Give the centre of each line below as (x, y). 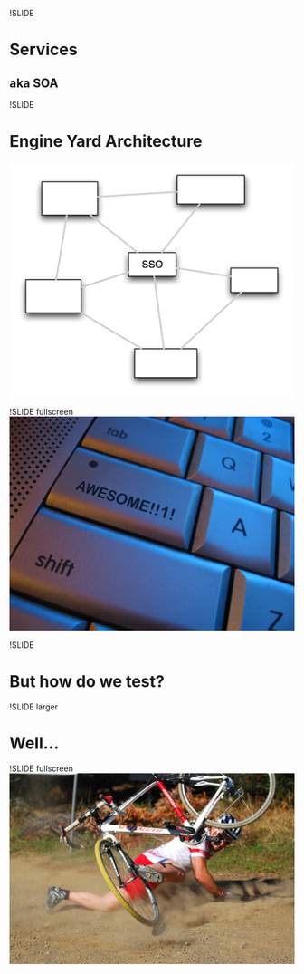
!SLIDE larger (34, 707)
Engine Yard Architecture (106, 142)
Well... (34, 743)
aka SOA (34, 83)
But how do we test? (87, 682)
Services (44, 50)
